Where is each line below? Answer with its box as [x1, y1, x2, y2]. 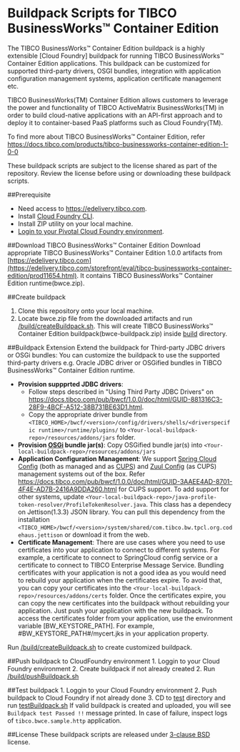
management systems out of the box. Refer [17, 470, 145, 478]
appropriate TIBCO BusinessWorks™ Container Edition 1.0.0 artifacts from [7, 248, 223, 257]
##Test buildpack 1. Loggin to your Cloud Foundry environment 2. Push [7, 686, 217, 694]
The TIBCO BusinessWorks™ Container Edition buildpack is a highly [7, 44, 205, 52]
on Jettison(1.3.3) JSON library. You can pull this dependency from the [17, 508, 226, 516]
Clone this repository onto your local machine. [17, 306, 154, 315]
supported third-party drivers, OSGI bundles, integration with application [7, 66, 221, 75]
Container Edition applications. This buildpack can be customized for [7, 59, 211, 67]
